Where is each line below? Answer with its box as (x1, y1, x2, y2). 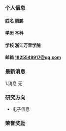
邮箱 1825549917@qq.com (5, 55, 61, 61)
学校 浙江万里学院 (5, 42, 41, 48)
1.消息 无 (5, 80, 23, 86)
